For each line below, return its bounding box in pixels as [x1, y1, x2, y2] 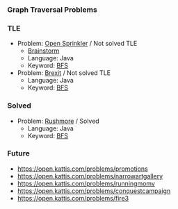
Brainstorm [27, 47, 60, 55]
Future [7, 149, 30, 158]
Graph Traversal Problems [7, 5, 97, 15]
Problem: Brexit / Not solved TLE [17, 69, 111, 77]
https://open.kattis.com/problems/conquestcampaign [17, 186, 171, 195]
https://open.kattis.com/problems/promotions [17, 165, 148, 173]
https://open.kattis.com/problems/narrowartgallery [17, 172, 163, 180]
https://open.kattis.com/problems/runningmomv [17, 179, 155, 187]
